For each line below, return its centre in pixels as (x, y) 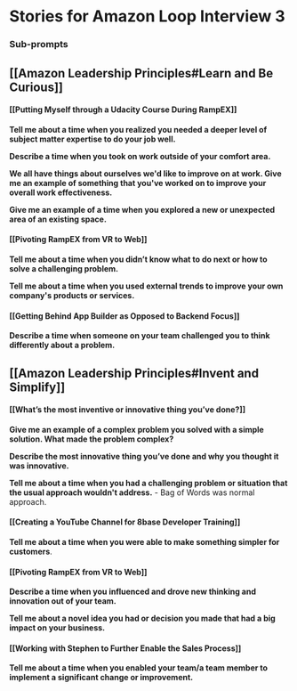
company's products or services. (72, 295)
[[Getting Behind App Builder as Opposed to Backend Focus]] (124, 316)
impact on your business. (57, 628)
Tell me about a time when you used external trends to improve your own (146, 286)
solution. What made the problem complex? (92, 439)
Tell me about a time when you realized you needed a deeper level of (138, 129)
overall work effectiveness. (61, 192)
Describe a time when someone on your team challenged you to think (140, 336)
